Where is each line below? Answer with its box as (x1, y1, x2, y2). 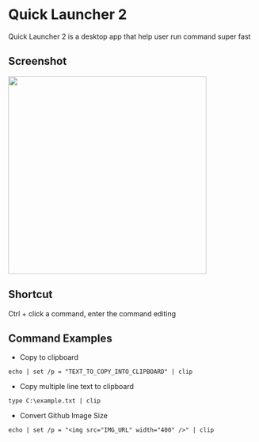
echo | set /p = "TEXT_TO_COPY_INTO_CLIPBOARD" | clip (8, 368, 193, 376)
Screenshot (8, 55, 67, 68)
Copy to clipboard (19, 353, 79, 362)
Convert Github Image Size (19, 411, 109, 421)
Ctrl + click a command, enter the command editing (8, 308, 177, 318)
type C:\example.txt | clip (8, 397, 101, 405)
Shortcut (8, 288, 53, 301)
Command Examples (8, 331, 112, 345)
